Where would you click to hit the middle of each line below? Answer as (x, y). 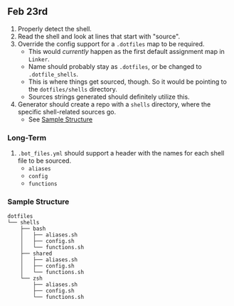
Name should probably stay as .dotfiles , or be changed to (115, 66)
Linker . (39, 59)
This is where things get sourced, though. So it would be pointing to (128, 82)
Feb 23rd (28, 12)
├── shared (36, 254)
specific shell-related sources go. (67, 111)
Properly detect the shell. (55, 28)
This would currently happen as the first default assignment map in (127, 51)
